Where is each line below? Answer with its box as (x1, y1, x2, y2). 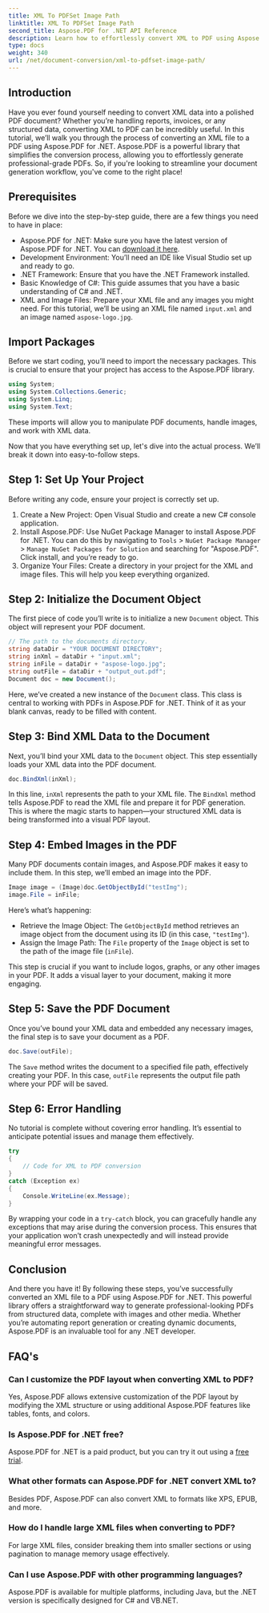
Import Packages (8, 335, 95, 348)
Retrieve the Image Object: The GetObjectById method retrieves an (19, 920, 239, 930)
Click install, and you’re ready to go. (19, 552, 139, 561)
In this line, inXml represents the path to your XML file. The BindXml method (8, 790, 256, 799)
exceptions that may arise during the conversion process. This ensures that (8, 1222, 258, 1232)
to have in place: (8, 219, 63, 229)
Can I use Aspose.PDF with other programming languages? (8, 1569, 243, 1580)
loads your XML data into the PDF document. (8, 759, 157, 769)
